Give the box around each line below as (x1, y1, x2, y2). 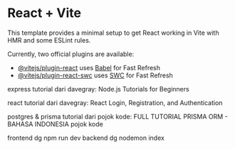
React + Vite (7, 5, 82, 21)
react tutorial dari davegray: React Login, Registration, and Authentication (7, 98, 223, 107)
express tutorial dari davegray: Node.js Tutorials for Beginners (7, 84, 190, 93)
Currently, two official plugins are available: (7, 50, 135, 58)
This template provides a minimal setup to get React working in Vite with (7, 28, 219, 37)
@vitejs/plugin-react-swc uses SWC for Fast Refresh (17, 71, 173, 79)
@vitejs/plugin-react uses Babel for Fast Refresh (17, 63, 161, 72)
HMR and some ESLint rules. (7, 35, 91, 44)
